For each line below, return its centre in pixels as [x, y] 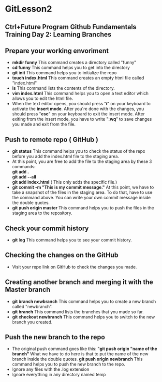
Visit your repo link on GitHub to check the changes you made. [74, 267]
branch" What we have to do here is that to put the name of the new [80, 354]
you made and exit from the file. [44, 124]
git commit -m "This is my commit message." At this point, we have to [83, 187]
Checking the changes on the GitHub [62, 255]
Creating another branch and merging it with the [79, 282]
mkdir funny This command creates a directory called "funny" [74, 63]
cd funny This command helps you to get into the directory [71, 68]
